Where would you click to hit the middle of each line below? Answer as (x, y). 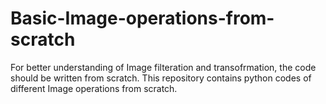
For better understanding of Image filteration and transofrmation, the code (163, 67)
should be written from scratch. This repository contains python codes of (161, 78)
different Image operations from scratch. (94, 88)
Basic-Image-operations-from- (142, 18)
